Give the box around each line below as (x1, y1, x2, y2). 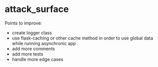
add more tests (12, 51, 44, 57)
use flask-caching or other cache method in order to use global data (12, 35, 153, 41)
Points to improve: (5, 20, 42, 26)
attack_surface (5, 3, 69, 15)
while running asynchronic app (12, 40, 76, 46)
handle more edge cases (12, 56, 64, 62)
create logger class (12, 29, 52, 35)
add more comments (12, 45, 55, 51)
